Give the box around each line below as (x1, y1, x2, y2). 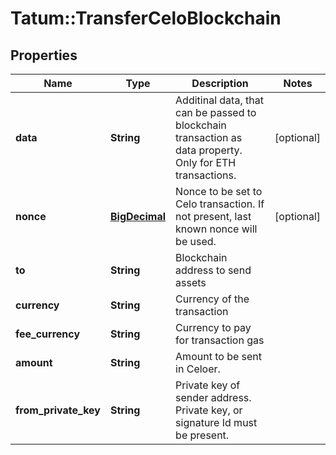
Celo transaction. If (175, 197, 265, 211)
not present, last (175, 210, 252, 223)
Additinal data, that (175, 93, 264, 107)
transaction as (175, 131, 243, 144)
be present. (175, 428, 230, 442)
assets (175, 276, 207, 289)
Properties (10, 47, 78, 64)
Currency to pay (175, 321, 252, 334)
